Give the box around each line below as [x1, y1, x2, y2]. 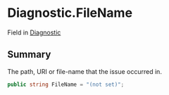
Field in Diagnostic [7, 28, 61, 37]
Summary [7, 49, 51, 61]
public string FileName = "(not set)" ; [7, 81, 125, 88]
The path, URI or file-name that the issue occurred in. [7, 67, 162, 75]
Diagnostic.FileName [7, 5, 132, 21]
